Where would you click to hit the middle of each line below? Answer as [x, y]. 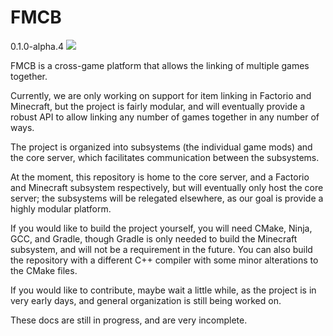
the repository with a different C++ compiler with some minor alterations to [164, 260]
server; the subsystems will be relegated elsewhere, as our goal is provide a [167, 198]
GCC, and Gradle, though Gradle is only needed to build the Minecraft [154, 238]
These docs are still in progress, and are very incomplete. [129, 320]
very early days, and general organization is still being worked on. [146, 300]
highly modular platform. [61, 208]
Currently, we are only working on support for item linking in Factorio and [161, 95]
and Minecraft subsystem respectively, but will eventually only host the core [167, 187]
